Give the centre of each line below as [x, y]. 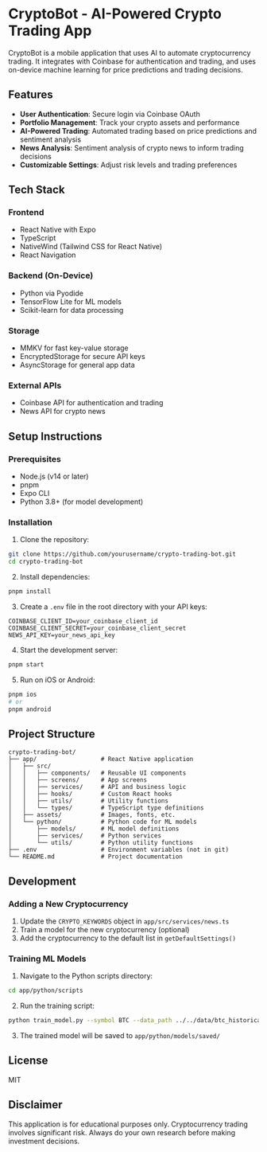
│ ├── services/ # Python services [85, 836]
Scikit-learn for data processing [72, 310]
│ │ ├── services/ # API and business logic [97, 787]
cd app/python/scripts [46, 991]
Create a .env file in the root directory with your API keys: [114, 607]
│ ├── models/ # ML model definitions [94, 829]
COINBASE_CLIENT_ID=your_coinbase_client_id [83, 621]
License [28, 1061]
